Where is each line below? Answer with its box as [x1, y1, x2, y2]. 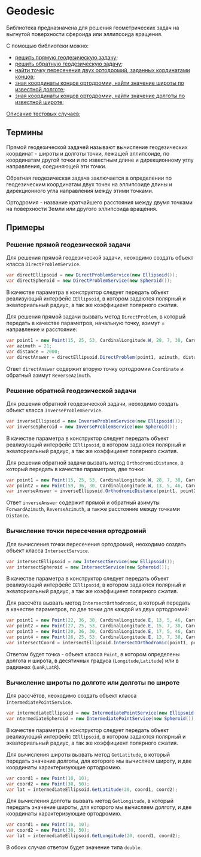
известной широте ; [14, 98, 65, 106]
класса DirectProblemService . [6, 260, 81, 268]
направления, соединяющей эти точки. [6, 162, 106, 169]
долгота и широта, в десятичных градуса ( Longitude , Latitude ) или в [6, 657, 179, 664]
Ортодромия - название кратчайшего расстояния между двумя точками [6, 198, 193, 206]
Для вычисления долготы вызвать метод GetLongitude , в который [6, 798, 174, 805]
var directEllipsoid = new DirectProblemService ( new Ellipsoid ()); [6, 272, 178, 278]
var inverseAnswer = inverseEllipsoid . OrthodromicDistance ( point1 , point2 [6, 488, 197, 494]
